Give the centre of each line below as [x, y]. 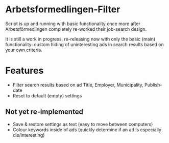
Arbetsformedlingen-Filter [63, 9]
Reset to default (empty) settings [47, 95]
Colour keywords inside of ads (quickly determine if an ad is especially [87, 130]
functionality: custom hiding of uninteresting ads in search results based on [85, 44]
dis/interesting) [29, 135]
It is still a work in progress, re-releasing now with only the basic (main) [80, 39]
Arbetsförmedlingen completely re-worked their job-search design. [76, 29]
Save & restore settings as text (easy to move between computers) [83, 124]
